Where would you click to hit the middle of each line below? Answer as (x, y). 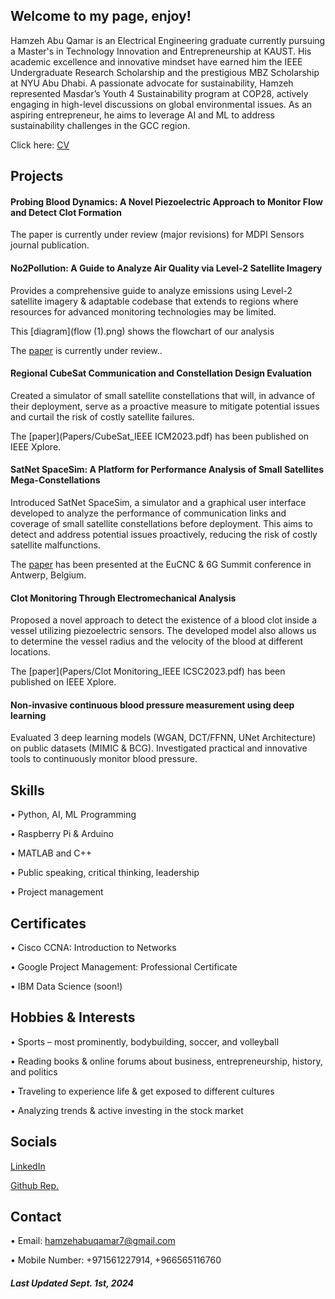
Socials (34, 1142)
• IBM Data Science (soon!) (66, 986)
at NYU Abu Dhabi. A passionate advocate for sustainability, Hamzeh (152, 83)
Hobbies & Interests (73, 1017)
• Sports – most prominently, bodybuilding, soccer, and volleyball (145, 1041)
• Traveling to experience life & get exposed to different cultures (142, 1091)
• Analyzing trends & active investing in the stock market (127, 1110)
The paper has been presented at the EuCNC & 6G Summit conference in (161, 565)
